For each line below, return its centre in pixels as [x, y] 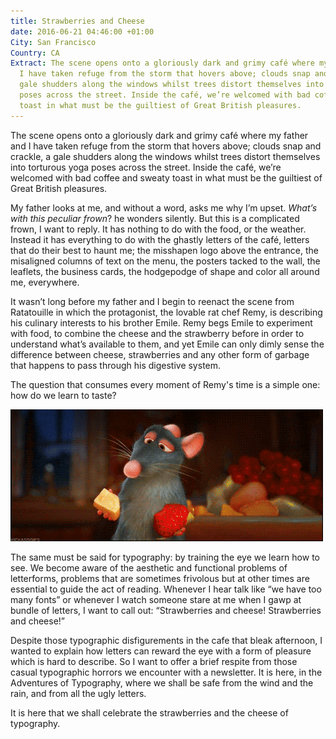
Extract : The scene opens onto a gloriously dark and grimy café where [162, 63]
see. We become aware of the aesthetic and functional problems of [149, 567]
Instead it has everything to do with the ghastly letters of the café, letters [160, 239]
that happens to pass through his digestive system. [116, 365]
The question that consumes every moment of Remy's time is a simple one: [165, 384]
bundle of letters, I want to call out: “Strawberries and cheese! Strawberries [166, 610]
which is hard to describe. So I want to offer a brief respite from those [154, 661]
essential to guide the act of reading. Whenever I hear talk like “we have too [166, 589]
